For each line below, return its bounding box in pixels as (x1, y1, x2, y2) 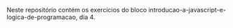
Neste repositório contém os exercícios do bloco (6, 6, 147, 14)
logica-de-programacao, (6, 13, 78, 21)
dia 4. (79, 13, 95, 21)
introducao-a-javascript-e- (148, 6, 226, 14)
